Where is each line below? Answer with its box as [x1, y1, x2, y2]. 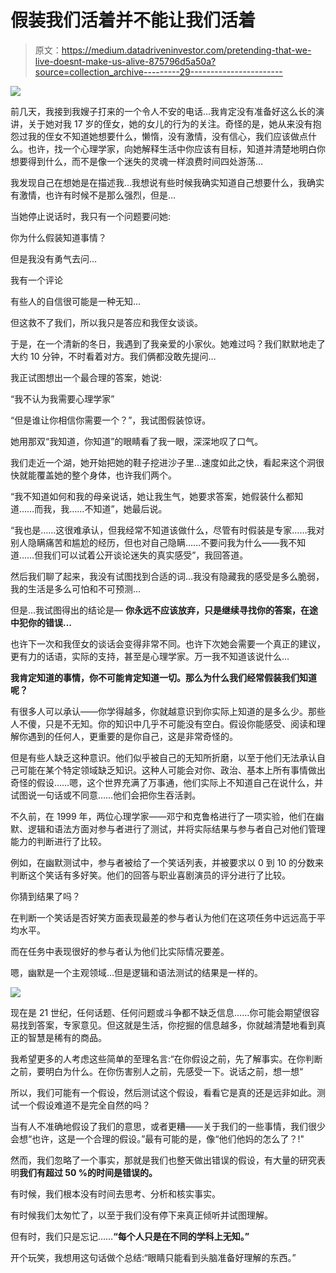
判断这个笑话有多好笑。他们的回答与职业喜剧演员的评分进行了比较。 [10, 869, 291, 881]
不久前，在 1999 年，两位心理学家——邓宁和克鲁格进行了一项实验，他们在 [10, 810, 316, 822]
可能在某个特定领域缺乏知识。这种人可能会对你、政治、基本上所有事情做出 [18, 764, 326, 776]
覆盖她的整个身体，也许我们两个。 [36, 469, 177, 481]
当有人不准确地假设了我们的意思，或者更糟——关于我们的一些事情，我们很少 [10, 1120, 326, 1132]
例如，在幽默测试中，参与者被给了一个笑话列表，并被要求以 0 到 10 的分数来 [10, 856, 325, 868]
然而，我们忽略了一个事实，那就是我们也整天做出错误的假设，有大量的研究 [10, 1154, 317, 1166]
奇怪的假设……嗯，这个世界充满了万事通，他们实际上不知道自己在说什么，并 [10, 776, 324, 788]
